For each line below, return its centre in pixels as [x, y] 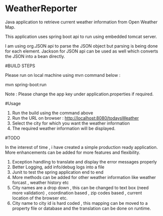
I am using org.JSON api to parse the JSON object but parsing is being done [81, 46]
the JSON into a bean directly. [35, 56]
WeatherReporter [41, 9]
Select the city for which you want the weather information [71, 123]
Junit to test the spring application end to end [58, 172]
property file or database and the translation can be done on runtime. [81, 208]
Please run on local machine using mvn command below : [63, 75]
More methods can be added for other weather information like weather [84, 177]
